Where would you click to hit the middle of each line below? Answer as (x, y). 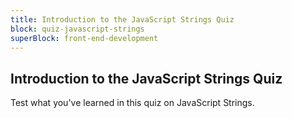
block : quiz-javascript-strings (77, 29)
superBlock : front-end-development (84, 38)
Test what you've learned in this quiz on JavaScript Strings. (132, 103)
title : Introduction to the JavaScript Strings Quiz (122, 19)
